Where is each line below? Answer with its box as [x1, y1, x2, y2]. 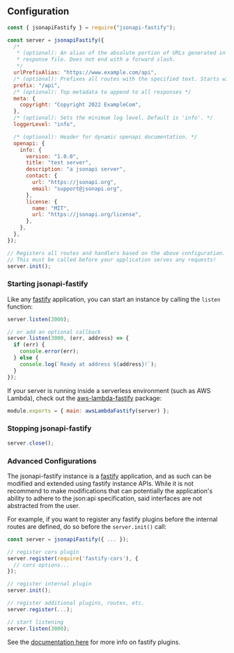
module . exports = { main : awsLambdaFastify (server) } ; [7, 407, 170, 414]
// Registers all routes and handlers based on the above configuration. [7, 249, 226, 256]
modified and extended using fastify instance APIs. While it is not [7, 479, 194, 487]
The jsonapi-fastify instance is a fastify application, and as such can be [7, 472, 212, 480]
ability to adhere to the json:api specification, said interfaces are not [7, 494, 203, 502]
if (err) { [13, 341, 45, 348]
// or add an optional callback [7, 328, 101, 335]
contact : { [25, 172, 58, 180]
